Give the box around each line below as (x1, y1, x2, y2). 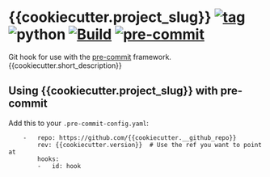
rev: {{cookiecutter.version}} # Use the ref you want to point (37, 141, 263, 149)
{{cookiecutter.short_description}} (8, 61, 123, 70)
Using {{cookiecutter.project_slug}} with (8, 84, 218, 98)
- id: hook (37, 162, 82, 170)
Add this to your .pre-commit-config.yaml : (8, 118, 150, 128)
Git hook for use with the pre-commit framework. (8, 52, 172, 61)
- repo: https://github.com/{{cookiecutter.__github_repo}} (23, 133, 237, 141)
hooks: (37, 154, 60, 163)
